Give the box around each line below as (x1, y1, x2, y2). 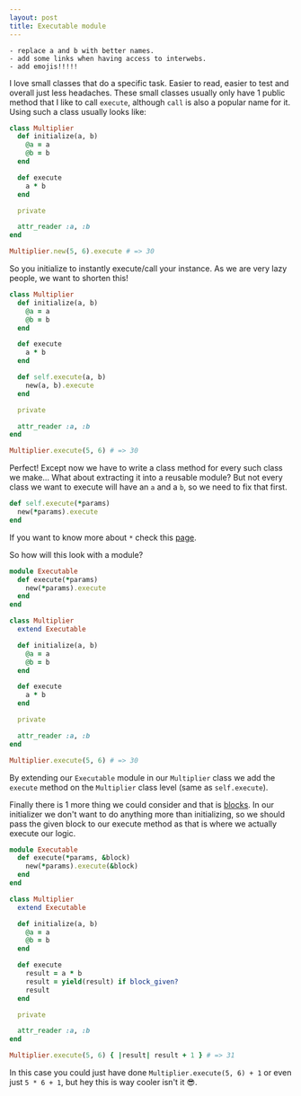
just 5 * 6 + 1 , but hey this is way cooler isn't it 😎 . (9, 1077, 198, 1087)
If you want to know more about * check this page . (9, 532, 198, 543)
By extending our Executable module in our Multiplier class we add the (9, 772, 276, 782)
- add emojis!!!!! (9, 62, 78, 71)
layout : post (9, 13, 58, 22)
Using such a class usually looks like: (9, 106, 146, 117)
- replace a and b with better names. (9, 46, 155, 55)
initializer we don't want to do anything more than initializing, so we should (9, 809, 286, 819)
